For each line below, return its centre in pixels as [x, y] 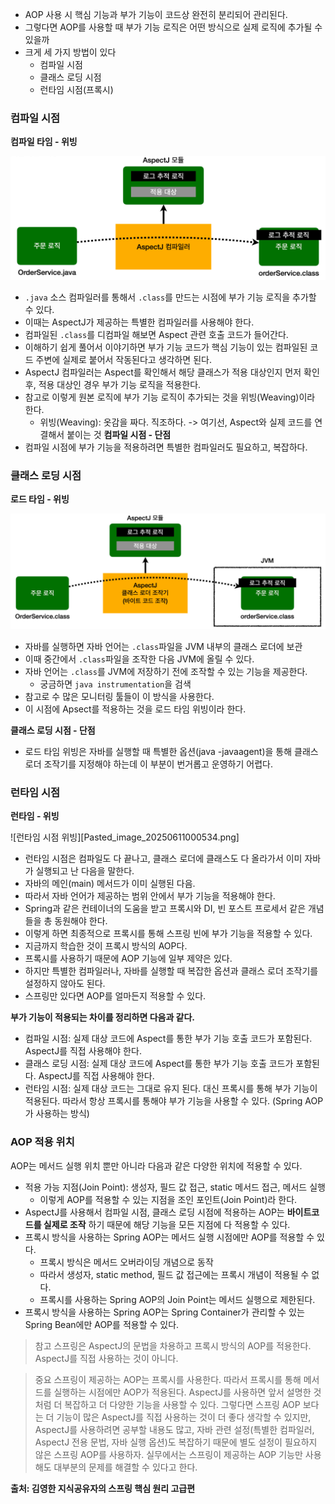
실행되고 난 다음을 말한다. [85, 871]
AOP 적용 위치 [42, 1142]
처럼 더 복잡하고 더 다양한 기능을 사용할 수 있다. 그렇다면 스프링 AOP [167, 1404]
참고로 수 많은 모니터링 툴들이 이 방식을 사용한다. [119, 697]
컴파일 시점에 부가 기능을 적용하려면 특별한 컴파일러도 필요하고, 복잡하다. [166, 447]
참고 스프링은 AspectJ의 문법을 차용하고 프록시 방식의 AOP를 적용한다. [173, 1345]
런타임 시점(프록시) [76, 89]
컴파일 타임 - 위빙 [44, 142]
